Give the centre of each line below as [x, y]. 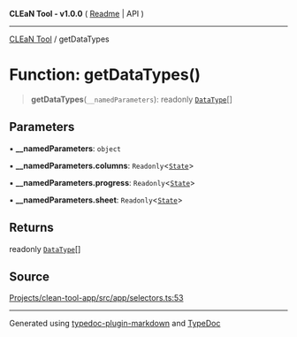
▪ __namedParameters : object [65, 148]
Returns [32, 228]
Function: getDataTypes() [105, 75]
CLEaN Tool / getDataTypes [59, 39]
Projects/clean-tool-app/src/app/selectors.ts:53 [96, 298]
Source [30, 276]
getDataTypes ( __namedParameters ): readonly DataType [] [131, 99]
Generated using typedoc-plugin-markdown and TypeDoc [115, 324]
